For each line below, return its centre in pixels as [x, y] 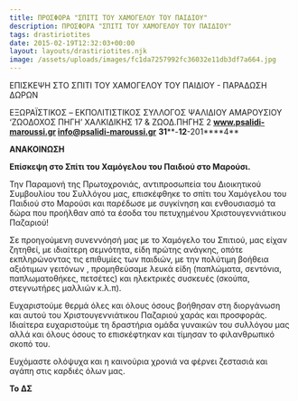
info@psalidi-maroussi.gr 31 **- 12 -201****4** [148, 131]
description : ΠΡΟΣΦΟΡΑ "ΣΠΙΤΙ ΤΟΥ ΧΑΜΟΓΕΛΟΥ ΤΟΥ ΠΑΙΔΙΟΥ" [121, 26]
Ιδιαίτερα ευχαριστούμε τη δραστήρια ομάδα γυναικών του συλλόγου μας [150, 325]
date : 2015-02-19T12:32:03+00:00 [72, 43]
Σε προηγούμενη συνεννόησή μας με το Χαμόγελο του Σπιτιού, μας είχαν [148, 240]
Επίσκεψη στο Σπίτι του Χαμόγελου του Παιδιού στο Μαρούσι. [130, 167]
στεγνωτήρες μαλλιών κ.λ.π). [65, 288]
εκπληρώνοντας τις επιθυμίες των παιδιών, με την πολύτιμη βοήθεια [139, 259]
